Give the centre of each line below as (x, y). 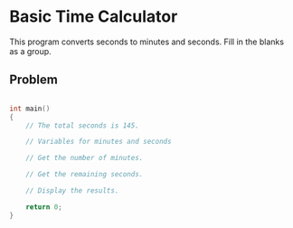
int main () (30, 109)
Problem (34, 80)
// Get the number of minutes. (85, 158)
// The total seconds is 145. (83, 125)
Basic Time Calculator (94, 17)
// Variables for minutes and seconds (99, 142)
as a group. (30, 51)
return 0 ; (44, 207)
